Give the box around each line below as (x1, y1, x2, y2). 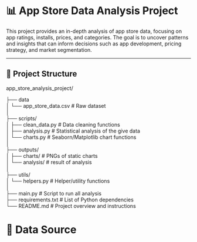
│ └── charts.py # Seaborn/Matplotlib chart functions (6, 133, 137, 141)
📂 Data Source (6, 223, 77, 236)
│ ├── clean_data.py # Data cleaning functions (6, 121, 120, 128)
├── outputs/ (6, 146, 39, 153)
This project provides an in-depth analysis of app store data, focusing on (6, 27, 182, 35)
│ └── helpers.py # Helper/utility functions (6, 177, 110, 184)
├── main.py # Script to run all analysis (6, 190, 101, 197)
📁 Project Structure (6, 69, 77, 79)
